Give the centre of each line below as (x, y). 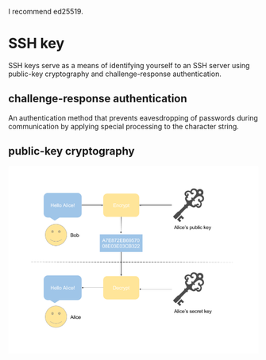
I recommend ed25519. (46, 11)
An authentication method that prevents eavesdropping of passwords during (133, 117)
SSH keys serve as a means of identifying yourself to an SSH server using (129, 65)
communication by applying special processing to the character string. (124, 126)
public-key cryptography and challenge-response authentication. (115, 74)
